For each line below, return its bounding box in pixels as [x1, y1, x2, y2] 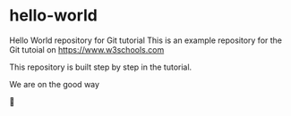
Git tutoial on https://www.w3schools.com [9, 44, 165, 54]
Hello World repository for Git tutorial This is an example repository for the [9, 35, 283, 46]
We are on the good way [9, 79, 100, 89]
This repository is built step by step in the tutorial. [9, 62, 193, 72]
